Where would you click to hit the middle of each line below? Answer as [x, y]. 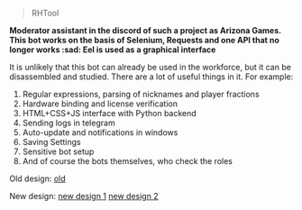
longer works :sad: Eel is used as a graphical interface [113, 50]
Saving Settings [51, 142]
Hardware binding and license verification [100, 104]
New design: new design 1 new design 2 [84, 196]
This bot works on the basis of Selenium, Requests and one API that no [144, 40]
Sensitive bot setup [58, 151]
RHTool [45, 13]
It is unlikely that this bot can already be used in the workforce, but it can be [150, 67]
